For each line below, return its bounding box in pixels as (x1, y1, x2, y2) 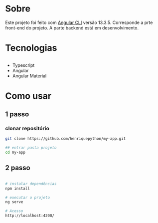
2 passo (5, 164, 31, 172)
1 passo (5, 110, 29, 119)
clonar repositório (5, 125, 50, 132)
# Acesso (5, 209, 23, 214)
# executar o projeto (5, 195, 50, 200)
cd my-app (5, 150, 26, 155)
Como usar (5, 90, 52, 101)
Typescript (12, 62, 35, 68)
